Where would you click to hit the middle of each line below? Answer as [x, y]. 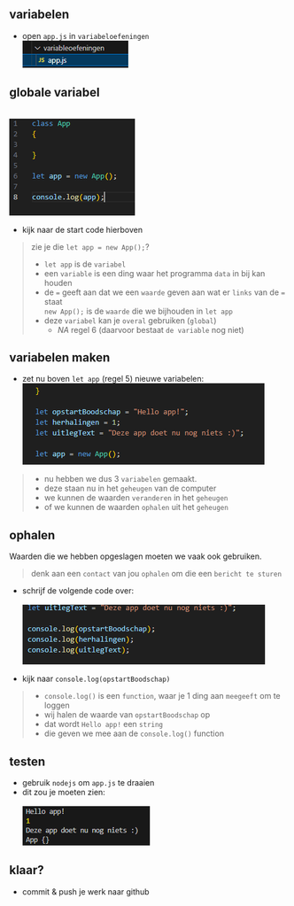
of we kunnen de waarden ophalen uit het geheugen [136, 507]
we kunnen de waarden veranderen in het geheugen [136, 498]
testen [27, 761]
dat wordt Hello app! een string [104, 724]
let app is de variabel [85, 264]
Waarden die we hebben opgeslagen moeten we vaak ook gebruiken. [136, 556]
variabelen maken [60, 358]
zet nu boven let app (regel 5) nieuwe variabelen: [113, 379]
